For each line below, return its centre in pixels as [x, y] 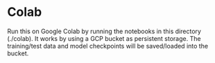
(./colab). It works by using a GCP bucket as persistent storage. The [104, 38]
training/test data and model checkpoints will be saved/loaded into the [108, 46]
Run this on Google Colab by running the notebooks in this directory [104, 31]
